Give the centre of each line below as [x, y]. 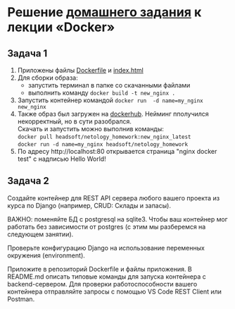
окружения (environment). [46, 255]
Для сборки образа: [48, 78]
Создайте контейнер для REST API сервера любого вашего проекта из [114, 198]
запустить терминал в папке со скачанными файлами [109, 85]
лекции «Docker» [61, 27]
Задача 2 [28, 181]
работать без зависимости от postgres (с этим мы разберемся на [107, 226]
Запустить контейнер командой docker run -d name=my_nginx [110, 100]
